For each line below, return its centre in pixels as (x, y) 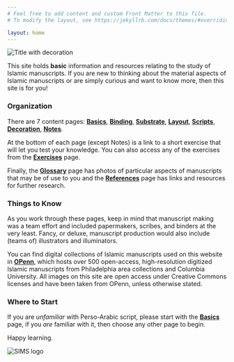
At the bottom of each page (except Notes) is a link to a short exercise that (114, 142)
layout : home (26, 33)
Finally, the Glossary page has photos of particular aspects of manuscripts (115, 171)
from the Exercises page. (44, 157)
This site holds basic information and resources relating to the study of (109, 66)
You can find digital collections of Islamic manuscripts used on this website (115, 254)
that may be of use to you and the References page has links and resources (116, 178)
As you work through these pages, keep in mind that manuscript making (110, 218)
